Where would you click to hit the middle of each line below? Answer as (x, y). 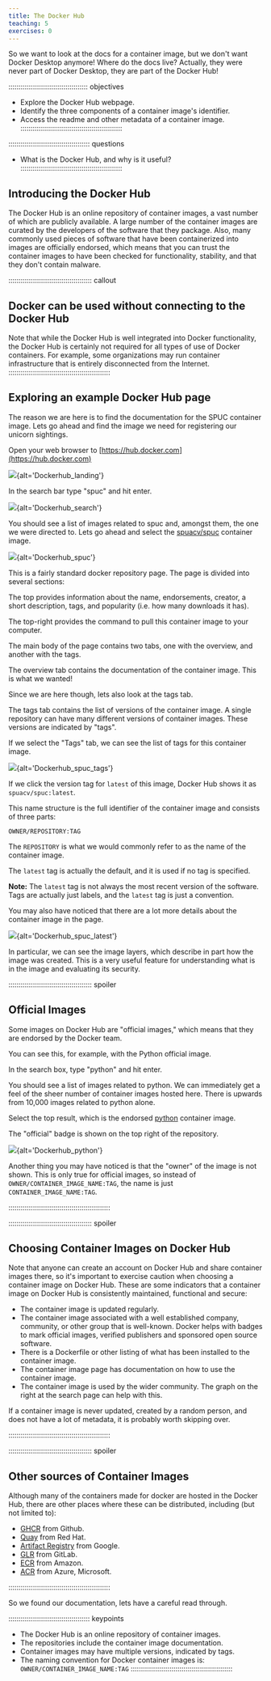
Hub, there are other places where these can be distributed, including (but (132, 1505)
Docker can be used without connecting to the (127, 305)
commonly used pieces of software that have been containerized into (124, 239)
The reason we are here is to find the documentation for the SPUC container (135, 417)
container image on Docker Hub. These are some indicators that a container (134, 1285)
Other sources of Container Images (99, 1476)
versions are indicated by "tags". (63, 727)
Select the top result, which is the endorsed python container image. (122, 1118)
